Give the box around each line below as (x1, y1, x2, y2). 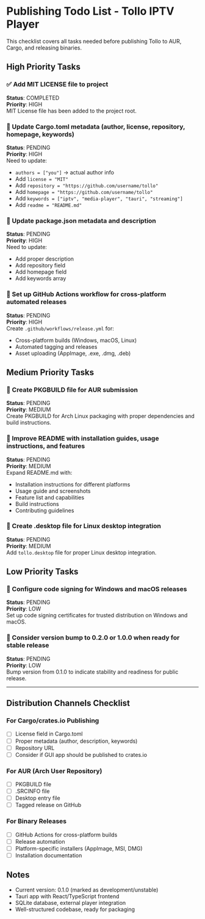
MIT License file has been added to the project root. (6, 107, 137, 114)
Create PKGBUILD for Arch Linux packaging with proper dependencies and (6, 412, 195, 420)
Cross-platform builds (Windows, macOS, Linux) (15, 337, 137, 344)
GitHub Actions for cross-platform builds (15, 831, 118, 838)
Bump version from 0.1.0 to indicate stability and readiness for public (6, 668, 179, 675)
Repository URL (15, 744, 55, 751)
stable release (6, 641, 49, 650)
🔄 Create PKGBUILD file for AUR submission (6, 385, 138, 394)
